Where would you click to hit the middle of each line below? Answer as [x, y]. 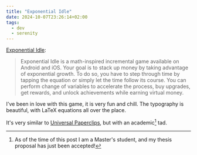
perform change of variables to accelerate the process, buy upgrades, [105, 86]
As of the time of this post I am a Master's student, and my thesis [93, 139]
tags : [13, 22]
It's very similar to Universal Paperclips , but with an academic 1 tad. [86, 122]
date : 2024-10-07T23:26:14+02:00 [47, 17]
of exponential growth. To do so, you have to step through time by [100, 74]
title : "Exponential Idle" [39, 11]
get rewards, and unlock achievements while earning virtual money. [102, 93]
